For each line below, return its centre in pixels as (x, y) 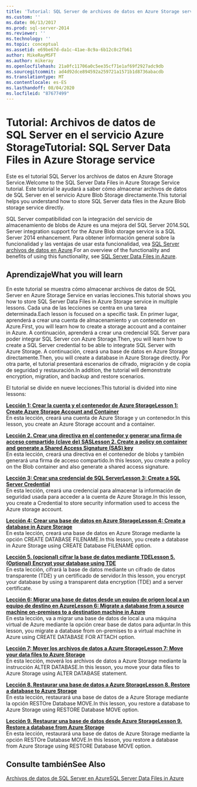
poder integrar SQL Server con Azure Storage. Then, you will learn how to (94, 339)
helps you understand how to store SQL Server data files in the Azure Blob (96, 201)
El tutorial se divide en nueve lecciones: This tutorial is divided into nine (91, 388)
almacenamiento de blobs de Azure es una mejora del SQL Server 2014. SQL (98, 225)
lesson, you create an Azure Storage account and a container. (81, 424)
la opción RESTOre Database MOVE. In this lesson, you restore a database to (98, 703)
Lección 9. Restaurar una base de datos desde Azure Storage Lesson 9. (94, 721)
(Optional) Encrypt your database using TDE (61, 563)
